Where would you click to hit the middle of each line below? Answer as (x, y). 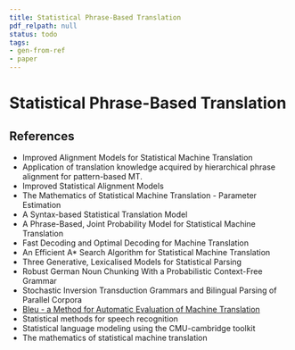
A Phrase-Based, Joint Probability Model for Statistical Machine (139, 224)
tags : (19, 42)
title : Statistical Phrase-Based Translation (95, 17)
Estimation (41, 205)
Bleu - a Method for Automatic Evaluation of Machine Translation (141, 309)
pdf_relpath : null (43, 26)
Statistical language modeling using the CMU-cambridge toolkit (139, 328)
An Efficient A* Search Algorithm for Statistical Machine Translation (146, 252)
